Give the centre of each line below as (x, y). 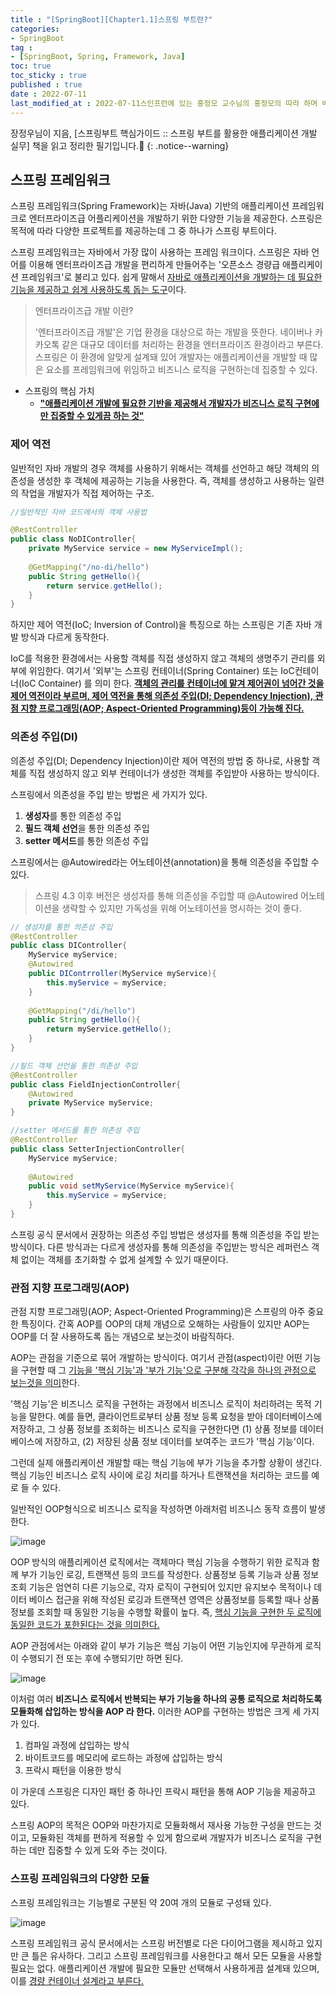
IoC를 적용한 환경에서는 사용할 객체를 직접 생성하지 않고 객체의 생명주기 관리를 (162, 658)
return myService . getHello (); (109, 1029)
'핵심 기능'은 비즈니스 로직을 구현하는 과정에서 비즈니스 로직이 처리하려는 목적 (161, 1404)
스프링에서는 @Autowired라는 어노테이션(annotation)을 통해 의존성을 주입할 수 (165, 862)
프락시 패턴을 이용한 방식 (73, 1770)
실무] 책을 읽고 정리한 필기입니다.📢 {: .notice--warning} (120, 145)
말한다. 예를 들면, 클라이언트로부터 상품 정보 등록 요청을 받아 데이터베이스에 (175, 1417)
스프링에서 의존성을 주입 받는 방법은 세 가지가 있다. (109, 794)
